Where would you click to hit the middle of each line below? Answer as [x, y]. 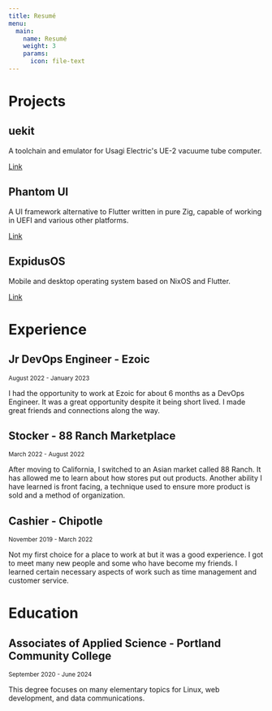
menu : [17, 24]
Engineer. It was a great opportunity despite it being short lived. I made [127, 402]
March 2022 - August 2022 [47, 455]
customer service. [39, 580]
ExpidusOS [37, 262]
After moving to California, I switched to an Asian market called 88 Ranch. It [135, 470]
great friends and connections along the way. [84, 410]
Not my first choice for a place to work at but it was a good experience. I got [136, 555]
